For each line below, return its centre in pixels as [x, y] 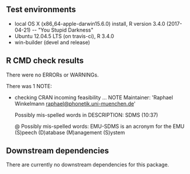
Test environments [41, 10]
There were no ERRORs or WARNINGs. [53, 75]
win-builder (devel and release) [52, 42]
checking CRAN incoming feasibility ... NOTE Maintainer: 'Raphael [94, 97]
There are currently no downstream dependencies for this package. [88, 165]
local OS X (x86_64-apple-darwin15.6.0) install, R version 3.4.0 [90, 23]
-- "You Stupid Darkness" [63, 30]
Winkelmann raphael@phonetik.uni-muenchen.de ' [75, 103]
